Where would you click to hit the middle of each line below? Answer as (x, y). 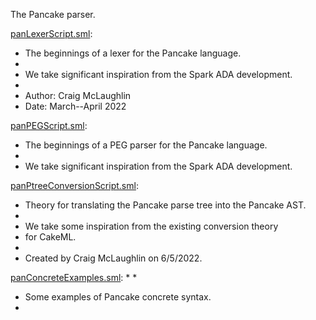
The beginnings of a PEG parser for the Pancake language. (146, 145)
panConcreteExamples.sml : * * (74, 277)
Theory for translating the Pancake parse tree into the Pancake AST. (165, 205)
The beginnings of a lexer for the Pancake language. (133, 53)
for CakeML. (50, 237)
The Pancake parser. (53, 14)
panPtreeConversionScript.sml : (74, 185)
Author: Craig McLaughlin (78, 95)
